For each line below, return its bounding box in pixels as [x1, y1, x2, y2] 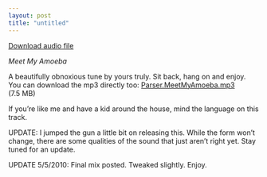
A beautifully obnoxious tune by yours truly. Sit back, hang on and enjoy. [8, 71, 246, 81]
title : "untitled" [8, 19, 69, 27]
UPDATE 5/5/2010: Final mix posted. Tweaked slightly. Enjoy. [8, 160, 207, 169]
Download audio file [8, 40, 74, 50]
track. [8, 112, 28, 121]
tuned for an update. [8, 144, 76, 154]
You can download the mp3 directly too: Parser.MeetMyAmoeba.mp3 [8, 80, 235, 90]
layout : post [8, 11, 52, 20]
